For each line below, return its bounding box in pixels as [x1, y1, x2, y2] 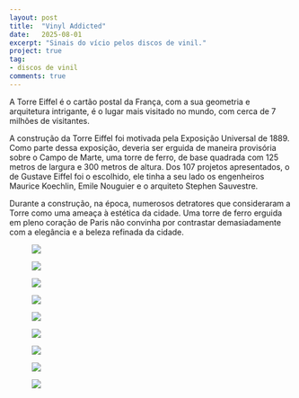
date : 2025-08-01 [9, 30, 83, 39]
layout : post [9, 13, 58, 22]
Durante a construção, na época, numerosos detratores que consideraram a [9, 198, 291, 208]
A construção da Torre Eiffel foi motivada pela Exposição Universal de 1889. [9, 132, 290, 144]
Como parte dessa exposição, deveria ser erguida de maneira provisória [9, 142, 277, 153]
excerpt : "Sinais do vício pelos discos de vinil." [9, 38, 207, 48]
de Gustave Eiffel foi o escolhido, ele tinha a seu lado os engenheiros [9, 171, 265, 181]
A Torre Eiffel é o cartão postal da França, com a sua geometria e [9, 96, 251, 107]
